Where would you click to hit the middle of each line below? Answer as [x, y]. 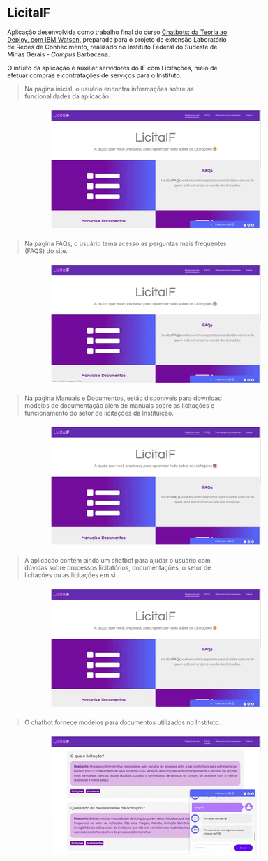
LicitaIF [29, 13]
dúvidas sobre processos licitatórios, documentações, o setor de [118, 567]
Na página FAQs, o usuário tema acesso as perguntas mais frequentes [125, 243]
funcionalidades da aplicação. [67, 96]
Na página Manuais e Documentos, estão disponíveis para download [123, 398]
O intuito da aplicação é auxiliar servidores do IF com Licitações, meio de [112, 68]
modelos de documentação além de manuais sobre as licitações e [119, 405]
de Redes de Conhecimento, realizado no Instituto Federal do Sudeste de [112, 47]
